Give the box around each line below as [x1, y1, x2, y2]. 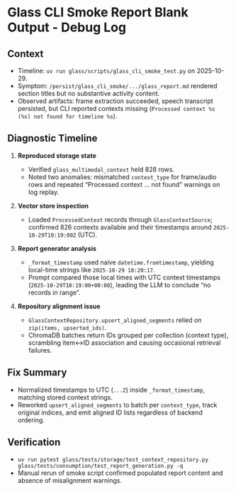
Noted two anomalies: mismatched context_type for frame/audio [28, 172, 217, 181]
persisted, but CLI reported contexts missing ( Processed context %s [17, 105, 215, 112]
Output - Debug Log [7, 19, 126, 36]
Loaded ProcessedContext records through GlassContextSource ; [28, 215, 213, 224]
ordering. [17, 415, 45, 424]
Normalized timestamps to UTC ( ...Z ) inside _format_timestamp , [17, 385, 206, 394]
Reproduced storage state [17, 151, 97, 160]
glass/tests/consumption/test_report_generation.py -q [17, 463, 184, 470]
